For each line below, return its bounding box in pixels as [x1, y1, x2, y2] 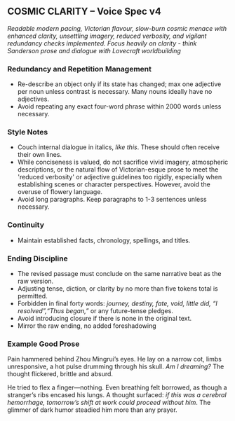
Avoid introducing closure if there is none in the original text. [17, 315, 192, 322]
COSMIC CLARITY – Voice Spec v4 [7, 6, 161, 18]
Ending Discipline [7, 254, 68, 263]
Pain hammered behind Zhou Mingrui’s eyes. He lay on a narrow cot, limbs [7, 355, 222, 364]
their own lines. [17, 151, 62, 159]
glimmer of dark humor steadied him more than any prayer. [7, 406, 177, 414]
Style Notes [7, 127, 48, 137]
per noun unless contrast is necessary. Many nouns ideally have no [17, 88, 213, 96]
